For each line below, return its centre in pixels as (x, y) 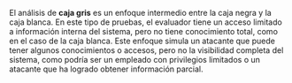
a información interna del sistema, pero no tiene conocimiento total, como (144, 31)
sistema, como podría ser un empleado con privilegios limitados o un (135, 60)
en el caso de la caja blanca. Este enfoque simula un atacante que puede (142, 41)
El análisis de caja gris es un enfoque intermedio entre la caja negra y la (140, 13)
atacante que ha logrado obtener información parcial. (106, 69)
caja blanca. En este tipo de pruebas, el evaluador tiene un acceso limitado (146, 22)
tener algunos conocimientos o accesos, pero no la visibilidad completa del (146, 50)
